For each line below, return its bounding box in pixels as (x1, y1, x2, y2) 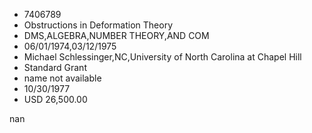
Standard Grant (23, 62, 87, 73)
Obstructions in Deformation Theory (23, 19, 174, 31)
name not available (23, 72, 102, 84)
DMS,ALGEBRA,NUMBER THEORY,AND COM (23, 30, 210, 41)
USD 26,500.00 (23, 94, 88, 105)
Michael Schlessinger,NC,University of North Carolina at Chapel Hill (23, 51, 302, 63)
